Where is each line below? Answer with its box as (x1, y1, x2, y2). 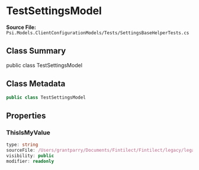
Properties (6, 110, 46, 120)
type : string (6, 142, 38, 148)
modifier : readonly (6, 158, 54, 164)
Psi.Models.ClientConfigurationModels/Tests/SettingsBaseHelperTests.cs (6, 30, 190, 36)
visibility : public (6, 152, 54, 159)
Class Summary (6, 46, 66, 56)
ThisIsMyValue (6, 128, 50, 136)
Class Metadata (6, 79, 66, 89)
